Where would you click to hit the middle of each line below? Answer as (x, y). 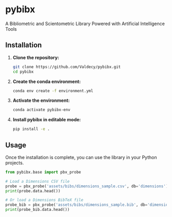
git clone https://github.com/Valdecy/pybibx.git (67, 67)
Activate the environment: (41, 100)
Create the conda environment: (47, 81)
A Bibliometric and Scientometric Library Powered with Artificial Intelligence (85, 24)
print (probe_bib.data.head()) (38, 210)
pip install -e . (31, 129)
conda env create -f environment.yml (53, 91)
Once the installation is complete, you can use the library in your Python (81, 157)
